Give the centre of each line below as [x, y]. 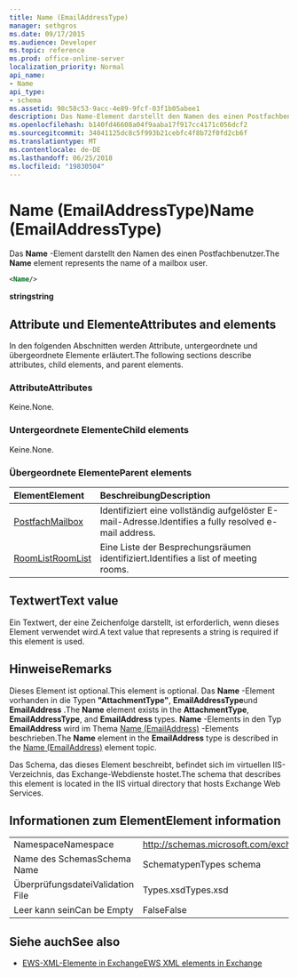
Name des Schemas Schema [72, 859]
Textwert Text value [64, 601]
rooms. [114, 569]
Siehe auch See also [65, 942]
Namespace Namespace [64, 845]
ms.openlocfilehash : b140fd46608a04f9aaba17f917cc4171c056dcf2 [129, 125]
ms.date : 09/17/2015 [47, 34]
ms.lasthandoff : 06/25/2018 [61, 158]
